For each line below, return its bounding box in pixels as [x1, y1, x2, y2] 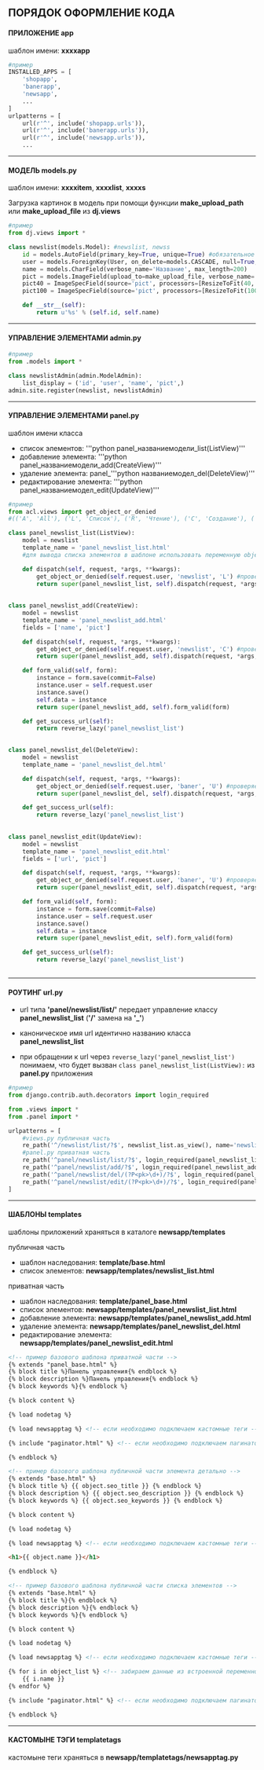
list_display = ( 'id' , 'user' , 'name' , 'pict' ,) [22, 379, 185, 387]
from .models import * [8, 357, 82, 365]
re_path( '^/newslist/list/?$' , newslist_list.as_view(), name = [22, 1142, 234, 1149]
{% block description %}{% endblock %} [8, 1603, 139, 1611]
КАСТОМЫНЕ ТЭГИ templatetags [8, 1735, 122, 1745]
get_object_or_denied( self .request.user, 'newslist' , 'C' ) [36, 645, 234, 653]
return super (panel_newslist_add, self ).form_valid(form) [36, 703, 230, 711]
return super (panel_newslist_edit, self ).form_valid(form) [36, 934, 234, 942]
